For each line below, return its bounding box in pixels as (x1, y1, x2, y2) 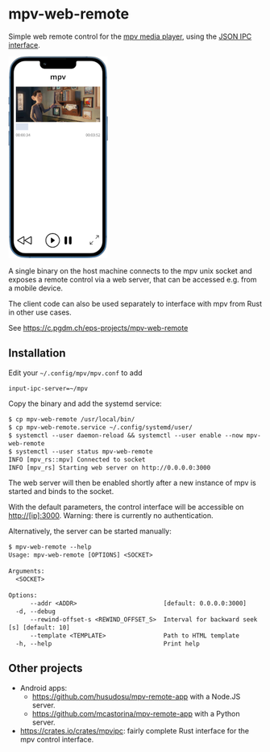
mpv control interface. (19, 734, 94, 744)
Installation (8, 346, 66, 360)
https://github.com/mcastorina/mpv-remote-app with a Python (31, 708, 240, 718)
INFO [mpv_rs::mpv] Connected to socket (8, 455, 147, 464)
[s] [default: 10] (8, 623, 70, 632)
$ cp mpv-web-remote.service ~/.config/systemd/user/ (8, 423, 193, 432)
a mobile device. (8, 283, 63, 293)
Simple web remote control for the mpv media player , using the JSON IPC (8, 31, 252, 41)
